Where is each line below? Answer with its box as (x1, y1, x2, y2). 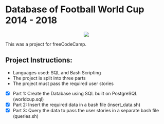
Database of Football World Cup (5, 4, 144, 15)
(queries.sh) (12, 113, 39, 119)
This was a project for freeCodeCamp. (5, 41, 86, 47)
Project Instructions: (5, 56, 73, 65)
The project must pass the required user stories (12, 80, 114, 87)
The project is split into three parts (12, 75, 86, 81)
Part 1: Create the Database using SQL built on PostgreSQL (12, 90, 138, 96)
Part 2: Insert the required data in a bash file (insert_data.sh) (12, 101, 140, 108)
